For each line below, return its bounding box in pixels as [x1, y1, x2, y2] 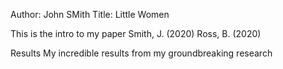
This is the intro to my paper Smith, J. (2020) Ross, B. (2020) [10, 28, 262, 39]
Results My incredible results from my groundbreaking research [10, 47, 273, 59]
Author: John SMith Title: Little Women [10, 9, 170, 20]
